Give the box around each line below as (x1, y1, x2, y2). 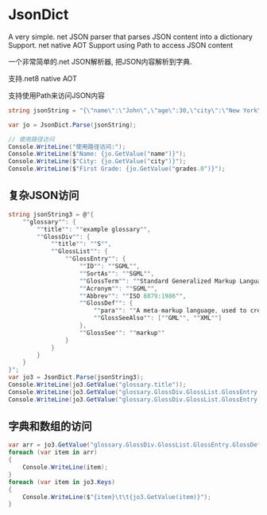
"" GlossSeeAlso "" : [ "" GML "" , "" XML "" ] (93, 314, 222, 322)
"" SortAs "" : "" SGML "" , (79, 269, 155, 278)
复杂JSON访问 (8, 189, 79, 202)
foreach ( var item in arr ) (8, 448, 98, 457)
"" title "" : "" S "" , (50, 240, 112, 248)
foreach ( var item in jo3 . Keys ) (8, 478, 115, 486)
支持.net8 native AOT (8, 73, 77, 83)
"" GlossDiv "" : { (37, 232, 91, 240)
